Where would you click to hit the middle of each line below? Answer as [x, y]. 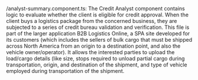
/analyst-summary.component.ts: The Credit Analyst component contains [95, 9]
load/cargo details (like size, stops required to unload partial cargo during [95, 59]
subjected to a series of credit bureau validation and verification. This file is [98, 27]
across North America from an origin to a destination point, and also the [93, 46]
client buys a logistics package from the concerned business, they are [92, 21]
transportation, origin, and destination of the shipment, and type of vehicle [97, 65]
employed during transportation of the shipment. [65, 71]
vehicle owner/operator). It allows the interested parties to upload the [90, 52]
